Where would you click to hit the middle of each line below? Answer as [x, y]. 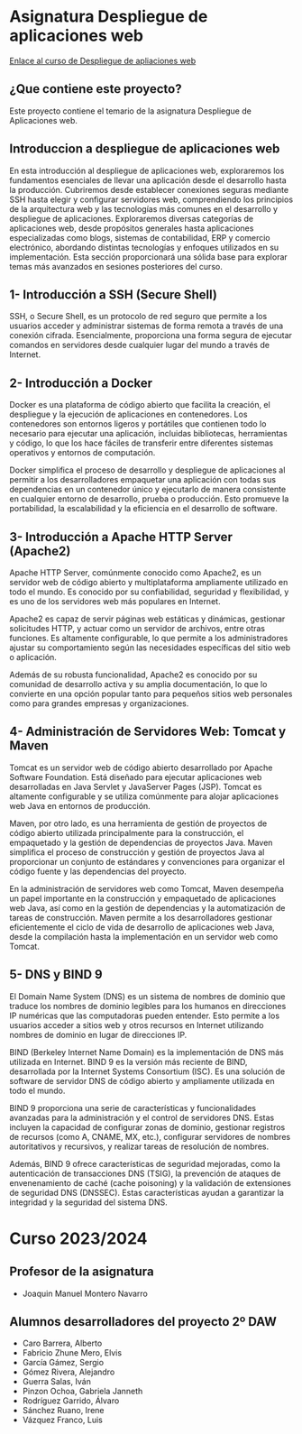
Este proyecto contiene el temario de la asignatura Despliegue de [131, 111]
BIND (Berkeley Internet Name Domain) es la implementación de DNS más [146, 1052]
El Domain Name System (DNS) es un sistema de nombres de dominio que [147, 996]
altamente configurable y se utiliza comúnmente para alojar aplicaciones [144, 796]
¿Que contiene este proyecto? [96, 89]
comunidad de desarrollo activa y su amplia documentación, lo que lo [138, 684]
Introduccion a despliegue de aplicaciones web [145, 149]
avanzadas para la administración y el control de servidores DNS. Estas [142, 1117]
